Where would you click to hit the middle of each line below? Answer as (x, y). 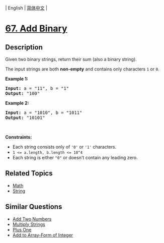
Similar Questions (34, 207)
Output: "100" (23, 94)
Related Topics (29, 173)
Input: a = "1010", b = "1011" (44, 113)
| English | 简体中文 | (26, 8)
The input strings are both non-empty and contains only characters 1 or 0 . (82, 69)
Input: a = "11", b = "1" (37, 88)
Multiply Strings (29, 224)
